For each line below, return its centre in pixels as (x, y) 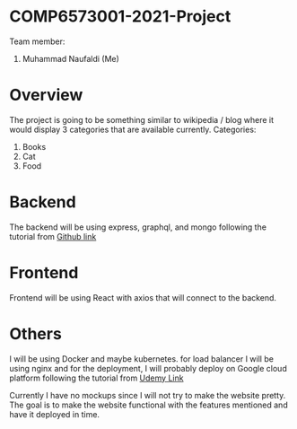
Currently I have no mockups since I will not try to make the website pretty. (148, 395)
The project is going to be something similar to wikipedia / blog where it (142, 119)
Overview (46, 95)
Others (36, 333)
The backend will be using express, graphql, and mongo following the (138, 227)
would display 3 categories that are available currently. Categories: (133, 129)
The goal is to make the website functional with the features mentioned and (149, 405)
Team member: (37, 41)
